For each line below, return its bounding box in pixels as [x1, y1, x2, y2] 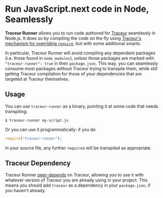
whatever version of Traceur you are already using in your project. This [5, 177, 148, 183]
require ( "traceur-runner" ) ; [5, 136, 62, 141]
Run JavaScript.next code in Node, [5, 3, 149, 15]
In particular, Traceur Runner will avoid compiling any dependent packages [5, 50, 156, 56]
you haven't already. [5, 188, 46, 194]
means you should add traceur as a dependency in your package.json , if [5, 182, 151, 188]
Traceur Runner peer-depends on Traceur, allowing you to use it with [5, 172, 144, 178]
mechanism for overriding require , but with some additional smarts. [5, 40, 142, 46]
